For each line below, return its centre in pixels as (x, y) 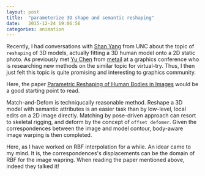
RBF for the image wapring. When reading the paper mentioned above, (95, 160)
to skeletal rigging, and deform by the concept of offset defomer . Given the (102, 122)
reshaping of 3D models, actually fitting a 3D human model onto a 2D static (101, 53)
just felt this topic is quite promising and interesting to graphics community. (101, 72)
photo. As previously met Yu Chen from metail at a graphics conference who (103, 59)
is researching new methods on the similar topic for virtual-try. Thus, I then (101, 66)
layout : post (23, 12)
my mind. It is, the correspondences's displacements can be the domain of (101, 153)
